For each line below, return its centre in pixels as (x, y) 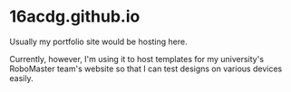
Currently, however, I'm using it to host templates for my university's (137, 59)
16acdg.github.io (75, 17)
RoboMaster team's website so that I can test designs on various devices (146, 69)
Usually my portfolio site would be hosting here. (98, 41)
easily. (21, 78)
